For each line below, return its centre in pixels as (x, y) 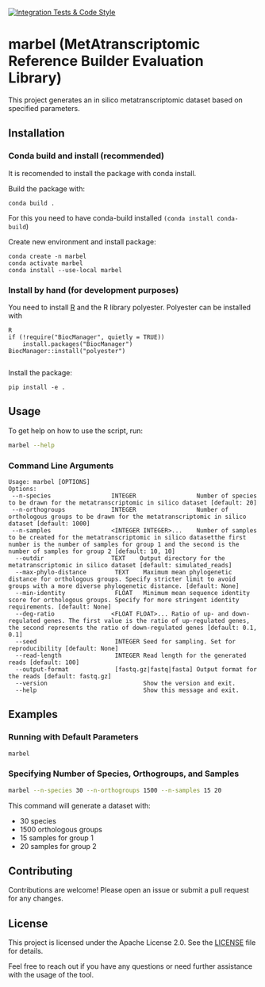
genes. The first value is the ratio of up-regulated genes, (146, 620)
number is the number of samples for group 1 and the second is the (124, 544)
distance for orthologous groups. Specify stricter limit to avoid (122, 579)
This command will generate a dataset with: (79, 805)
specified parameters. (44, 108)
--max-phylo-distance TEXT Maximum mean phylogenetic (124, 572)
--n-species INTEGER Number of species (134, 496)
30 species (38, 820)
